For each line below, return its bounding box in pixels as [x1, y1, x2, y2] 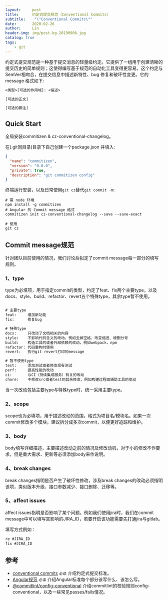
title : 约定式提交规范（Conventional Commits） [5, 12, 111, 17]
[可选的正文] [5, 96, 28, 101]
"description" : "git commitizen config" [9, 172, 95, 177]
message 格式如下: [5, 77, 44, 83]
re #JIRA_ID [5, 536, 30, 541]
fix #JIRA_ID [5, 541, 32, 546]
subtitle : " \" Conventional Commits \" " [5, 16, 93, 21]
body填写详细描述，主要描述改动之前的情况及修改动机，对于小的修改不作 [5, 445, 156, 451]
